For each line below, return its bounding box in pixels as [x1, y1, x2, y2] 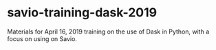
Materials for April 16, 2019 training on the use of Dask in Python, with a [7, 27, 210, 36]
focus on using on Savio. [7, 34, 78, 42]
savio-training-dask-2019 [7, 5, 157, 21]
